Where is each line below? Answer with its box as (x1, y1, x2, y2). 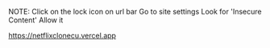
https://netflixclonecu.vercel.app (8, 31, 117, 40)
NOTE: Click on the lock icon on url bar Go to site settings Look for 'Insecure (8, 7, 262, 16)
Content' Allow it (8, 15, 64, 25)
